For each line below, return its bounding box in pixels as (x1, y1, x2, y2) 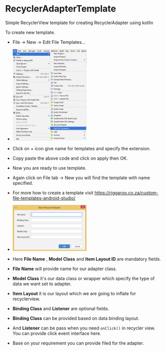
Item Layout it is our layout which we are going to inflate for (12, 290, 136, 296)
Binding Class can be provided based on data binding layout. (12, 315, 139, 321)
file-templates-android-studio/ (12, 195, 76, 201)
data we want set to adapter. (12, 281, 72, 287)
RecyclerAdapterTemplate (5, 3, 116, 15)
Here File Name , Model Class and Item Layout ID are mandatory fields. (12, 256, 161, 262)
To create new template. (5, 29, 55, 35)
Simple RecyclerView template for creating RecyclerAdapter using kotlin (5, 20, 154, 26)
